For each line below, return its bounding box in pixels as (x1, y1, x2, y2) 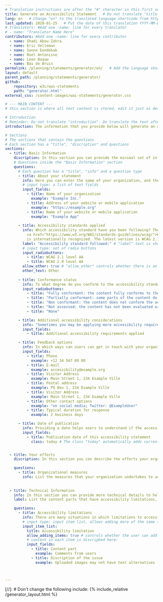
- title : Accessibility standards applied (17, 223, 105, 228)
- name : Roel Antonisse (9, 52, 57, 57)
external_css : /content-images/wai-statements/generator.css (5, 93, 131, 98)
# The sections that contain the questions (5, 137, 95, 142)
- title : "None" (26, 309, 60, 314)
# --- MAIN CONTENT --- (5, 102, 53, 107)
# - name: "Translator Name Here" (5, 30, 75, 34)
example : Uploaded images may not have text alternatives (35, 560, 155, 565)
